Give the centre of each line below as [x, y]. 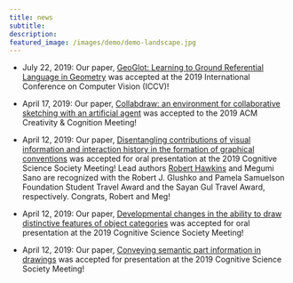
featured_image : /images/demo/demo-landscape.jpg [103, 42]
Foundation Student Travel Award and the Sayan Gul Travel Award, [143, 187]
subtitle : [28, 26]
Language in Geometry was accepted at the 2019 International [136, 77]
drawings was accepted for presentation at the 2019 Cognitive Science [152, 260]
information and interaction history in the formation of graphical [138, 150]
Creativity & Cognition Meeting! [79, 123]
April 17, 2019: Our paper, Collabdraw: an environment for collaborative [151, 104]
